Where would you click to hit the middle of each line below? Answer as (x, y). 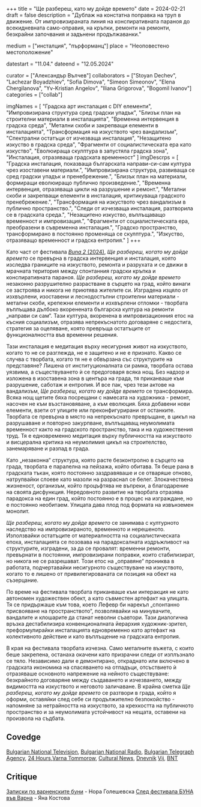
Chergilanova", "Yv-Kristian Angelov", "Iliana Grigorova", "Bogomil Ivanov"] (99, 88)
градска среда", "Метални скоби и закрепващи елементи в (82, 125)
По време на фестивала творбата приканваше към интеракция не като (97, 592)
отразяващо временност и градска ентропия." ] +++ (73, 240)
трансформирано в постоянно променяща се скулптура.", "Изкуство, (95, 234)
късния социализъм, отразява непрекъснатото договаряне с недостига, (99, 322)
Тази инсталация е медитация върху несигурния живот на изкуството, (97, 346)
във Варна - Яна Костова (38, 797)
